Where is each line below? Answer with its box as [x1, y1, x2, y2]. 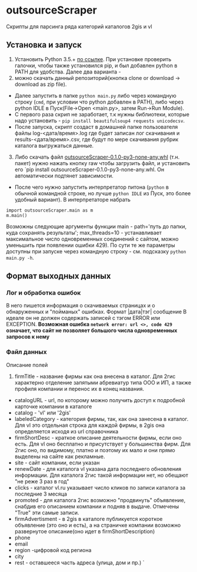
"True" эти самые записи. [14, 509, 79, 516]
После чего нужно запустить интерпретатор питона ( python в [14, 183, 169, 190]
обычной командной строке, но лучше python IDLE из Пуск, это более [14, 189, 191, 197]
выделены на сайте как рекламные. [14, 453, 105, 460]
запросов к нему [6, 333, 50, 340]
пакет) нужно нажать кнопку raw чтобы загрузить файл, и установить [14, 159, 191, 166]
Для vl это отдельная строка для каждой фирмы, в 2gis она [14, 422, 165, 429]
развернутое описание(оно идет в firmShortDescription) [14, 527, 155, 535]
